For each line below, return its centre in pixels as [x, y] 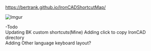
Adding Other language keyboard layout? [48, 43]
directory [15, 38]
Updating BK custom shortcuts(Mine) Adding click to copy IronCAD [75, 32]
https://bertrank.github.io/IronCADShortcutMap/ [55, 7]
